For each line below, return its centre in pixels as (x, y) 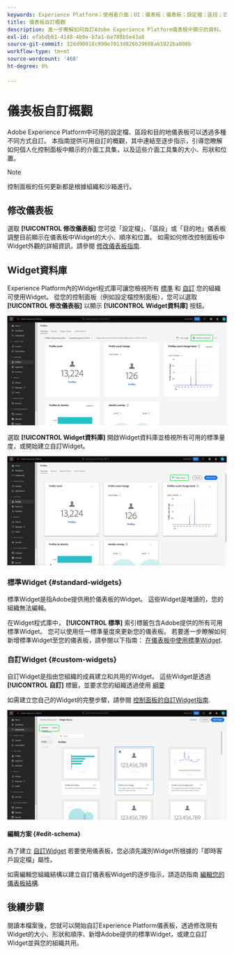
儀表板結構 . (24, 884)
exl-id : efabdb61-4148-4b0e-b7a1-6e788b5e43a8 (76, 37)
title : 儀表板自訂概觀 (37, 22)
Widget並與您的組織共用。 (45, 943)
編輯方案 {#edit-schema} (44, 834)
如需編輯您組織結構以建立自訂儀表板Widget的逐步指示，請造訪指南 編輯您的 (116, 874)
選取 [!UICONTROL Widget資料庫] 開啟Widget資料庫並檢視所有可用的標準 (113, 437)
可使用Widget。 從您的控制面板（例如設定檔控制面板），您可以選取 (102, 297)
